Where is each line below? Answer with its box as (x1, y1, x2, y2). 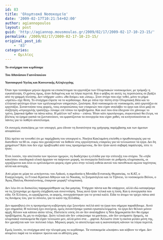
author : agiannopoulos (5, 20, 51, 26)
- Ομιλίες (14, 52, 34, 57)
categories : (5, 48, 29, 52)
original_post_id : (5, 39, 42, 44)
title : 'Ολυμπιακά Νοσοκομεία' (5, 12, 68, 16)
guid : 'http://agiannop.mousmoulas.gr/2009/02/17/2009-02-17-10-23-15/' (5, 30, 155, 34)
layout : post (5, 25, 32, 30)
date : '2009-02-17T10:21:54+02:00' (5, 16, 77, 21)
